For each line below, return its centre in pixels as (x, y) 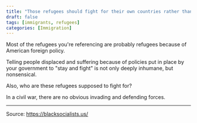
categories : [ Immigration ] (39, 28)
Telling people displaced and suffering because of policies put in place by (95, 62)
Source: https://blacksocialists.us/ (47, 114)
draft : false (22, 17)
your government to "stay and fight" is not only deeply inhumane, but (90, 69)
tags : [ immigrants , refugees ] (43, 22)
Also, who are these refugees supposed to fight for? (69, 86)
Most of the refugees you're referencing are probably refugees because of (96, 45)
